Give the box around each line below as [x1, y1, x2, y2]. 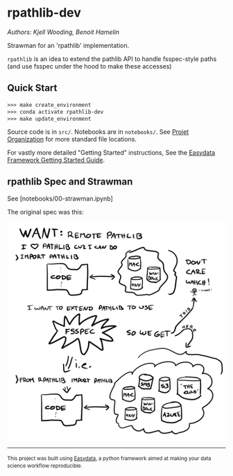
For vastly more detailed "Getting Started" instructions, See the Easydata [7, 148, 216, 157]
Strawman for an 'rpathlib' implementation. [7, 41, 130, 49]
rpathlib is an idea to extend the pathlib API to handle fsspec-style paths [7, 54, 217, 63]
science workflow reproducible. [7, 462, 83, 469]
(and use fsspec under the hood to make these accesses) [7, 62, 172, 70]
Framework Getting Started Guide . [7, 155, 105, 164]
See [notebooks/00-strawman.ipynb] [7, 194, 113, 203]
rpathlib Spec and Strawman [7, 176, 133, 188]
